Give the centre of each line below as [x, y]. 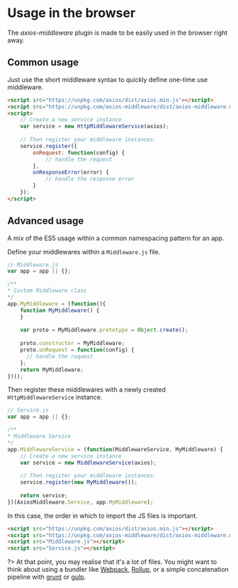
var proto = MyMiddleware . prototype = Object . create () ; [104, 330]
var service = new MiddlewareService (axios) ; [89, 463]
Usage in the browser [72, 13]
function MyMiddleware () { [60, 310]
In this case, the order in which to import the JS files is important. [103, 516]
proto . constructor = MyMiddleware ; [73, 344]
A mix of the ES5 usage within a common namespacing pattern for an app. [116, 238]
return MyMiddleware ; [52, 370]
